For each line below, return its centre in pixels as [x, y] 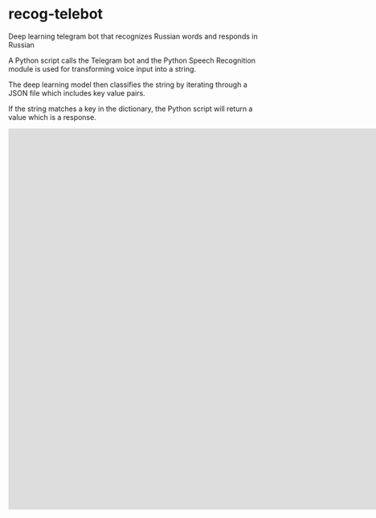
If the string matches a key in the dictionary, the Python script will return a [131, 109]
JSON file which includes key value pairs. [77, 92]
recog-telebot [55, 14]
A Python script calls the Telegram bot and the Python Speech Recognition [132, 60]
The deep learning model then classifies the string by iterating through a [128, 84]
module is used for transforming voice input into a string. [102, 68]
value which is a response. [52, 117]
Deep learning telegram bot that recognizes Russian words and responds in [133, 36]
